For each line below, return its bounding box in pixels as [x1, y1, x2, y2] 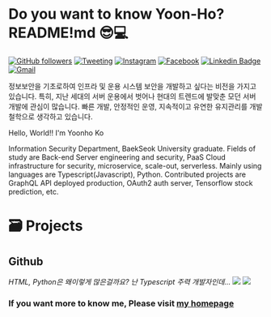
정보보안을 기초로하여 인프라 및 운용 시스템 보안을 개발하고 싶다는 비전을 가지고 [8, 81, 257, 91]
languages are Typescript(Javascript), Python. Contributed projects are [8, 169, 247, 179]
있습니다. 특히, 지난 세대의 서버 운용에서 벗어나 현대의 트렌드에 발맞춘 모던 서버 [8, 91, 256, 101]
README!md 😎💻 [8, 24, 129, 42]
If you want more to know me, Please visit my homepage [8, 298, 235, 309]
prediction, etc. [8, 186, 59, 196]
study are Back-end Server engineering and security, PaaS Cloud [8, 152, 227, 162]
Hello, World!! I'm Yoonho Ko [8, 127, 104, 138]
